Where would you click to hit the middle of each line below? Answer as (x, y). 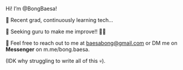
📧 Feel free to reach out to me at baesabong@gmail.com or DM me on (91, 43)
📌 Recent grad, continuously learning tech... (60, 20)
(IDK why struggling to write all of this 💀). (55, 61)
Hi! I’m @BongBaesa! (31, 9)
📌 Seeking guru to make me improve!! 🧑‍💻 (56, 31)
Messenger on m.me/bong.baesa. (48, 49)
